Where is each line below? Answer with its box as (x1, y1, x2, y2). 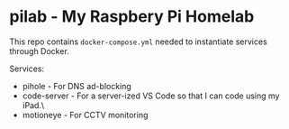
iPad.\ (22, 99, 45, 110)
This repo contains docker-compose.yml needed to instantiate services (9, 36, 267, 47)
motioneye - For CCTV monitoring (22, 109, 149, 120)
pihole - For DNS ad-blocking (22, 80, 132, 91)
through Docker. (9, 45, 69, 56)
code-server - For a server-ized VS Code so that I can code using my (22, 90, 280, 101)
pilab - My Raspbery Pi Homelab (9, 6, 255, 27)
